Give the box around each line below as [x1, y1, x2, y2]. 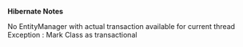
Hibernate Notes [7, 7, 64, 16]
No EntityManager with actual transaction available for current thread [7, 22, 236, 31]
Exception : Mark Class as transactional [7, 31, 137, 39]
